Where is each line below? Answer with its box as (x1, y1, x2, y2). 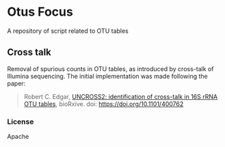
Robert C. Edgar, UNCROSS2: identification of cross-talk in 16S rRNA (23, 92, 217, 101)
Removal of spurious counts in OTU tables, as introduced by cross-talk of (7, 64, 214, 72)
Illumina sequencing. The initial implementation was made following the (7, 72, 208, 80)
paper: (7, 79, 26, 88)
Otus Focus (7, 4, 73, 20)
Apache (7, 133, 29, 141)
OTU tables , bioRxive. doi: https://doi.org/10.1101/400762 (23, 100, 184, 108)
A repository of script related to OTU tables (7, 27, 129, 35)
